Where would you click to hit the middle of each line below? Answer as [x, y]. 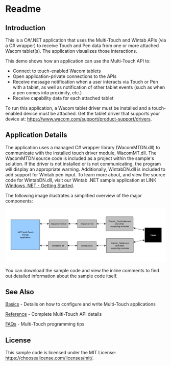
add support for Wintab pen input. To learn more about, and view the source [86, 174]
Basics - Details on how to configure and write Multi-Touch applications [80, 304]
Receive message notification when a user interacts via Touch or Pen [85, 82]
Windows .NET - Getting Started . [40, 186]
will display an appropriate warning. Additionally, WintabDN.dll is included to [86, 169]
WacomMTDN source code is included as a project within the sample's [80, 158]
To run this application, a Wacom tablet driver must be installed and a [78, 108]
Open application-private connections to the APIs [65, 76]
